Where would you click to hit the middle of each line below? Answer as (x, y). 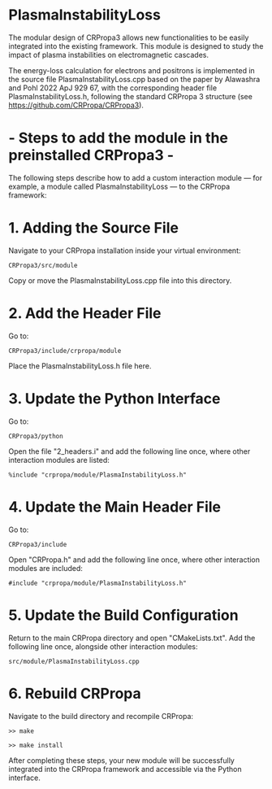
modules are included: (46, 568)
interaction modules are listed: (59, 460)
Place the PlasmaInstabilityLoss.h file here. (80, 366)
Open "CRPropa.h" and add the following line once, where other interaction (134, 560)
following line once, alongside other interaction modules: (103, 646)
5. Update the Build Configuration (123, 615)
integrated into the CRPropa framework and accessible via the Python (125, 769)
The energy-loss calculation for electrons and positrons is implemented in (132, 70)
